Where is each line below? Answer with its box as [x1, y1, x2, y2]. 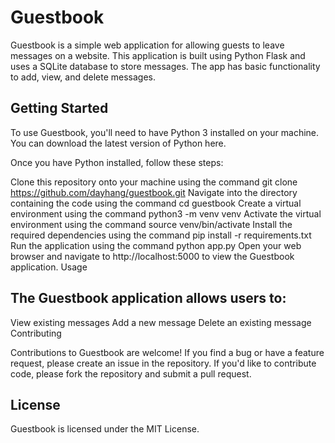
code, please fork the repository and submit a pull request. [10, 367, 252, 380]
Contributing [10, 327, 62, 339]
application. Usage [10, 261, 88, 273]
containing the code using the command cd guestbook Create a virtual [10, 197, 302, 209]
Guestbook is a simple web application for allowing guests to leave [10, 39, 285, 51]
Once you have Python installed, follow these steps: [10, 156, 224, 168]
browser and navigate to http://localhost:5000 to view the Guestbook [10, 250, 295, 262]
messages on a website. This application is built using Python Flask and [10, 49, 306, 61]
